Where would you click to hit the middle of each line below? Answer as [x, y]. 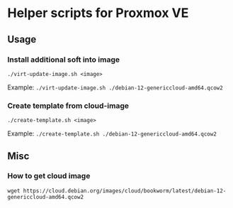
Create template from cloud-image [68, 106]
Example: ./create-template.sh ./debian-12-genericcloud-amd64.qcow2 [112, 133]
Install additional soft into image [64, 60]
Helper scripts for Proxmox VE [98, 13]
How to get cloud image [49, 176]
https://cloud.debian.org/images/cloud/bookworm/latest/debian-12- [125, 191]
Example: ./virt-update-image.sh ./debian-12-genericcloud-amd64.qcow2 [115, 87]
